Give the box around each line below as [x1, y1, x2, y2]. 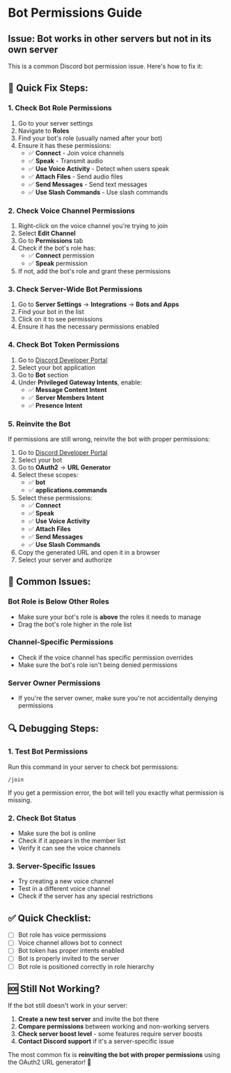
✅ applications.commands [28, 486, 107, 494]
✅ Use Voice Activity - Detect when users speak [28, 164, 170, 172]
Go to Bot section [17, 370, 69, 379]
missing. [8, 795, 32, 804]
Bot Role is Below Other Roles [8, 596, 110, 606]
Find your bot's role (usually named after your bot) [17, 134, 163, 142]
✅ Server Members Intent [28, 393, 104, 402]
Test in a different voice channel [17, 885, 111, 893]
